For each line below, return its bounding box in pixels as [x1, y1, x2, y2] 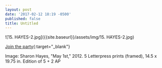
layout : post [5, 7, 32, 12]
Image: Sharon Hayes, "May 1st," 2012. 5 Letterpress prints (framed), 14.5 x [5, 53, 157, 59]
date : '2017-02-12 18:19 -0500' [5, 12, 71, 17]
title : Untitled [5, 21, 38, 26]
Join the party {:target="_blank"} [5, 44, 70, 49]
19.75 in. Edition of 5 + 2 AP [5, 58, 61, 64]
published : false [5, 16, 41, 21]
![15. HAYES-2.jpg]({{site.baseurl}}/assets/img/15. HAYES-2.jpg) [5, 34, 135, 40]
